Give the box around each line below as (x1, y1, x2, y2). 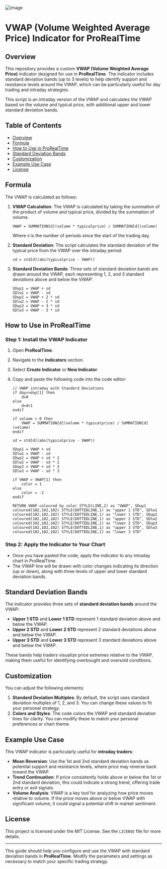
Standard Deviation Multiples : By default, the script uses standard (12, 694, 150, 701)
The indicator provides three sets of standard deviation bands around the (5, 601, 158, 607)
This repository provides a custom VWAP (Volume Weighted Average (5, 66, 149, 72)
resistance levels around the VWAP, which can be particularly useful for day (5, 82, 161, 87)
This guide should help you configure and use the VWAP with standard (5, 848, 150, 854)
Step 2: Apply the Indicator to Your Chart (5, 541, 105, 548)
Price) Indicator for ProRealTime (5, 33, 141, 44)
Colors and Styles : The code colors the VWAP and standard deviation (12, 710, 156, 716)
